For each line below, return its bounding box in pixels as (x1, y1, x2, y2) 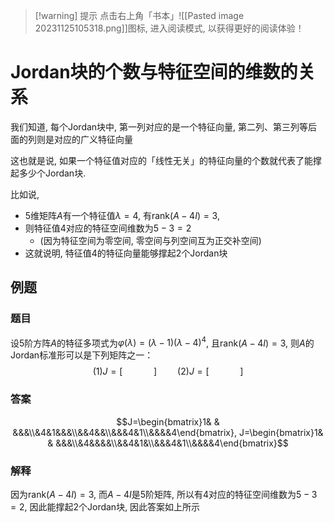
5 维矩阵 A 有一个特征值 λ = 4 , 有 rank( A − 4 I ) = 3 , (24, 209, 220, 221)
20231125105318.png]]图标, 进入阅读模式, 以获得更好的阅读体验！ (34, 22, 305, 34)
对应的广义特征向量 (53, 133, 133, 145)
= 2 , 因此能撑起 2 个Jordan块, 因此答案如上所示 (10, 500, 201, 513)
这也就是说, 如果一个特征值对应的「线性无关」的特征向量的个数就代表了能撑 (10, 154, 322, 166)
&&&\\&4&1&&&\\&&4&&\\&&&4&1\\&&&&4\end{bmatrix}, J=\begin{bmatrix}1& (12, 426, 324, 438)
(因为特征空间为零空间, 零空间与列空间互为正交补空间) (39, 234, 262, 246)
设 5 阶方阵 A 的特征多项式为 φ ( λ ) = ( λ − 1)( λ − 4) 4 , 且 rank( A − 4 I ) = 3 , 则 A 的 (10, 335, 315, 349)
